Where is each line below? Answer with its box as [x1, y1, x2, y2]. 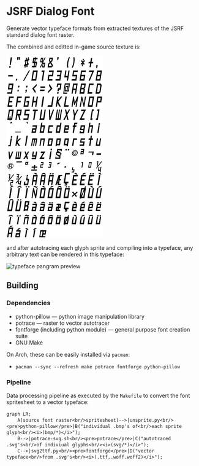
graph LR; [6, 411, 32, 417]
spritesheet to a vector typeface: [6, 398, 89, 406]
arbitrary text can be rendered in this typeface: [6, 250, 124, 258]
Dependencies [6, 299, 51, 308]
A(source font [17, 417, 53, 423]
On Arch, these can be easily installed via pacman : [6, 351, 130, 358]
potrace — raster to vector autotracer [15, 319, 110, 327]
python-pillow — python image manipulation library [15, 313, 145, 320]
